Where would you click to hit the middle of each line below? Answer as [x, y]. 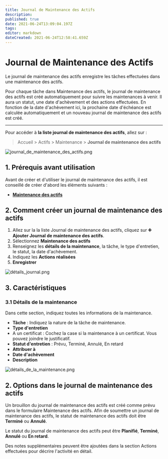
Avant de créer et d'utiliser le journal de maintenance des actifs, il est [76, 179]
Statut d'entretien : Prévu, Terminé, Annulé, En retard [68, 344]
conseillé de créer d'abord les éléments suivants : [56, 185]
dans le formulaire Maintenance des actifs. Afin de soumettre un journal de [82, 410]
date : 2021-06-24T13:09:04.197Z [39, 24]
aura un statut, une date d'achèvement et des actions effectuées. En [75, 102]
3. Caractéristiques [36, 288]
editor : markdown [23, 33]
